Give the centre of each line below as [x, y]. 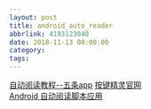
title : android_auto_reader [61, 26]
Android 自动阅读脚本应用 [56, 96]
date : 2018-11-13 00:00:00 [59, 42]
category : [28, 51]
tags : [19, 58]
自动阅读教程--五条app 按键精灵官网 [75, 85]
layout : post [33, 17]
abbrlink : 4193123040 [49, 34]
